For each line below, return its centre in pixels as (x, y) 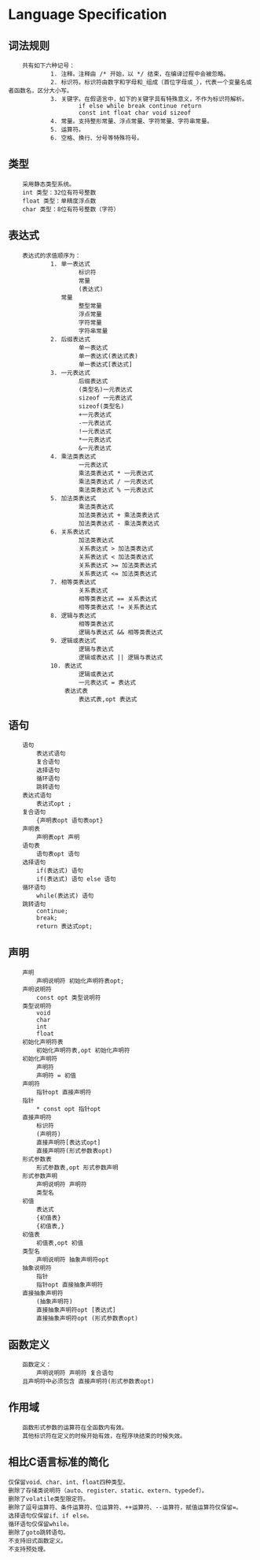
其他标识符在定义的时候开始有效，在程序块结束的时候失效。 (104, 1436)
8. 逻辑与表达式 (73, 615)
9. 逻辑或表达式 (73, 641)
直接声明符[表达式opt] (69, 1143)
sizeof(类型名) (101, 406)
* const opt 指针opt (69, 1109)
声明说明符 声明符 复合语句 (75, 1373)
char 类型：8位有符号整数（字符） (71, 209)
